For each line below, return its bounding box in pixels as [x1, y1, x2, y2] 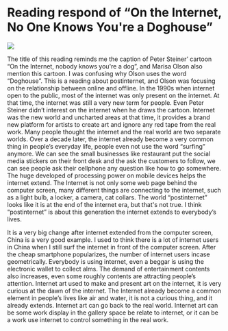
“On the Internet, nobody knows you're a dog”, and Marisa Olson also [7, 62, 203, 70]
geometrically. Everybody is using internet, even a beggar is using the [7, 257, 204, 265]
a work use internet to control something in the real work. [7, 315, 169, 323]
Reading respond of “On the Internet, [7, 5, 223, 21]
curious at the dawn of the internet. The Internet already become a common [7, 286, 221, 295]
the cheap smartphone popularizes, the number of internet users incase [7, 250, 210, 258]
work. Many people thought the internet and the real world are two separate [7, 127, 221, 136]
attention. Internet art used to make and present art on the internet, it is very [7, 279, 222, 287]
